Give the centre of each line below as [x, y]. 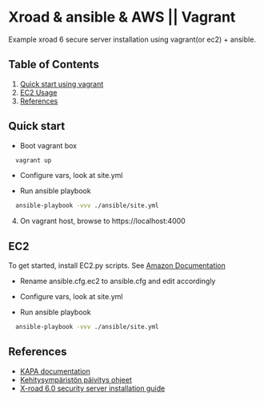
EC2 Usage [38, 92]
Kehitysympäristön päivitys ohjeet [76, 379]
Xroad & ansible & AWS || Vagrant [122, 17]
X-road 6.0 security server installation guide [92, 388]
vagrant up [34, 160]
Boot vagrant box [48, 145]
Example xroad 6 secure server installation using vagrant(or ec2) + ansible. [132, 39]
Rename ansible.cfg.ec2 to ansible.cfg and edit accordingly [118, 282]
